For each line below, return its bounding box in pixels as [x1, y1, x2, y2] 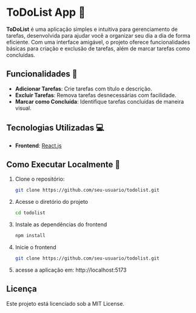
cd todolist [15, 210, 46, 216]
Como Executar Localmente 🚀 [6, 159, 121, 169]
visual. [15, 104, 32, 112]
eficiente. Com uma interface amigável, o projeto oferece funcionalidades [6, 38, 191, 45]
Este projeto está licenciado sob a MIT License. [6, 300, 124, 307]
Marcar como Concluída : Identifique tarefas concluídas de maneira [15, 98, 184, 105]
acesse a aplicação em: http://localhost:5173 [15, 266, 127, 274]
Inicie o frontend [15, 244, 56, 251]
